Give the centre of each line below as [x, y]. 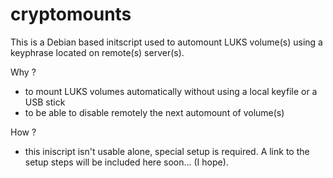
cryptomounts [71, 14]
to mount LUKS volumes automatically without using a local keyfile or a [171, 91]
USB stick [45, 102]
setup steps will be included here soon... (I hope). [126, 162]
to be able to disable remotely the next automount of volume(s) [154, 112]
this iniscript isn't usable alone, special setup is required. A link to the [167, 151]
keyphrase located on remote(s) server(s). [97, 52]
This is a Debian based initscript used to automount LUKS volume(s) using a [166, 42]
